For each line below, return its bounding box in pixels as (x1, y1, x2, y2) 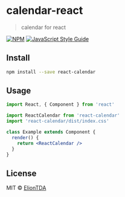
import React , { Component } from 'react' (6, 102, 115, 108)
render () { (11, 134, 39, 141)
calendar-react (6, 4, 83, 18)
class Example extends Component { (6, 129, 96, 135)
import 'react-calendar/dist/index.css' (6, 118, 110, 124)
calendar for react (21, 24, 66, 31)
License (6, 168, 37, 178)
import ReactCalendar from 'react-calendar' (6, 112, 120, 118)
